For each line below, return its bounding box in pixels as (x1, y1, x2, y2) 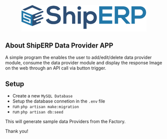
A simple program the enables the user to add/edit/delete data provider (5, 54, 152, 60)
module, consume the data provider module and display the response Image (5, 60, 162, 66)
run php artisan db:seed (12, 109, 63, 115)
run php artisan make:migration (12, 103, 79, 109)
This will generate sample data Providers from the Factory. (5, 118, 126, 124)
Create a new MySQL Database (12, 93, 73, 99)
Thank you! (5, 128, 28, 134)
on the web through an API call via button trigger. (5, 65, 106, 71)
